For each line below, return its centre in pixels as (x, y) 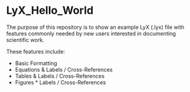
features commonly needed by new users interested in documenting (91, 33)
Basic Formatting (36, 63)
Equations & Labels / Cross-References (64, 69)
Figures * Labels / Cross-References (60, 82)
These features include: (36, 51)
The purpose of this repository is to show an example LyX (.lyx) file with (96, 27)
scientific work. (25, 40)
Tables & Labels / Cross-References (60, 76)
